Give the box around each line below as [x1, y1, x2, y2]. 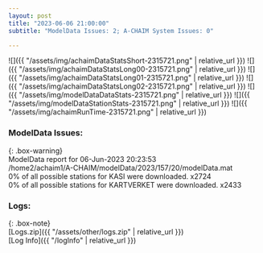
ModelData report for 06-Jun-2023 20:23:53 [8, 154, 157, 164]
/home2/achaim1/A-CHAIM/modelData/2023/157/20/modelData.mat [8, 163, 233, 172]
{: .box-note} [8, 218, 51, 228]
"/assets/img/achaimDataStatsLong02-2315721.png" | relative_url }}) [18, 81, 247, 91]
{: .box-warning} [8, 146, 63, 156]
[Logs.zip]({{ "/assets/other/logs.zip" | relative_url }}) [8, 226, 184, 236]
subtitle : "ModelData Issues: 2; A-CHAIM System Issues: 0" [8, 27, 215, 35]
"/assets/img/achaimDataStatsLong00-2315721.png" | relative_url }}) [18, 64, 247, 74]
